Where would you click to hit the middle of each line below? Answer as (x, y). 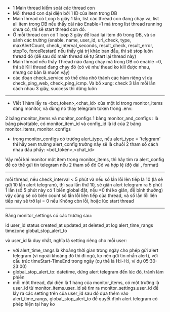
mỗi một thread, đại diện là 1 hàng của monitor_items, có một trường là (86, 283)
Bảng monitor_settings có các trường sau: (49, 216)
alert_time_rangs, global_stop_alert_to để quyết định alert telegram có (85, 299)
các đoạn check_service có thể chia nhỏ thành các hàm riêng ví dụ (82, 78)
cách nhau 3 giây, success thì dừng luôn (55, 88)
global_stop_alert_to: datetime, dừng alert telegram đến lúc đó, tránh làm (88, 272)
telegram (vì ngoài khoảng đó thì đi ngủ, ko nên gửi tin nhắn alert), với (85, 256)
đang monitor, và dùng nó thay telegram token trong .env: (73, 108)
